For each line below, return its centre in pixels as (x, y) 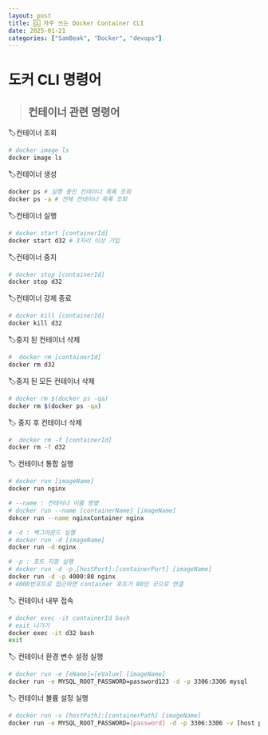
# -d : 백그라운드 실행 (42, 533)
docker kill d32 (35, 324)
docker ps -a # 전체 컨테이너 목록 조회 (68, 199)
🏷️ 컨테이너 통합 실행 (41, 464)
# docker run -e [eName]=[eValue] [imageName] (87, 674)
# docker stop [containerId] (57, 274)
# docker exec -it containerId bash (69, 618)
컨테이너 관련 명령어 (74, 112)
